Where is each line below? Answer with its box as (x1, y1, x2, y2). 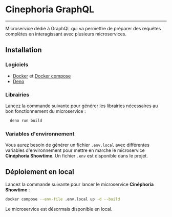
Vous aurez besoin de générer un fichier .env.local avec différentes (5, 142, 150, 148)
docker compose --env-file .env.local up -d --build (5, 196, 120, 202)
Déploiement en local (5, 168, 74, 176)
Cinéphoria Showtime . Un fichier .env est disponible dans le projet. (5, 153, 148, 159)
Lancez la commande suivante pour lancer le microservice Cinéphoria (5, 181, 154, 187)
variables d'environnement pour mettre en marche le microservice (5, 147, 145, 153)
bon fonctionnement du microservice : (5, 108, 86, 114)
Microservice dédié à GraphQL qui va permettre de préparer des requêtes (5, 25, 161, 31)
